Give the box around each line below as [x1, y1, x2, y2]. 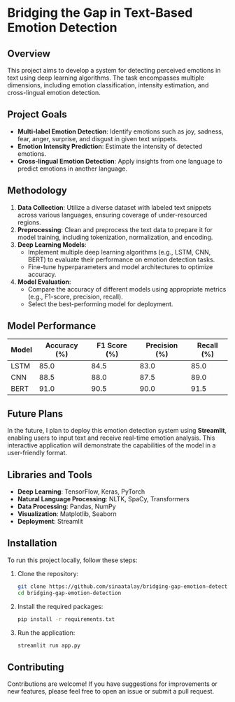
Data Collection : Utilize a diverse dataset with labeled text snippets [17, 203, 212, 211]
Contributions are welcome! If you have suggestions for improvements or [7, 680, 218, 688]
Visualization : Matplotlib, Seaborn [17, 510, 117, 518]
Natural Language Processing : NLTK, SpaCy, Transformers [17, 495, 190, 503]
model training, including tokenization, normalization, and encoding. [17, 233, 213, 241]
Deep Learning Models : [17, 240, 87, 249]
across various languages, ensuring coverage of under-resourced [17, 210, 208, 219]
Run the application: [17, 628, 76, 637]
